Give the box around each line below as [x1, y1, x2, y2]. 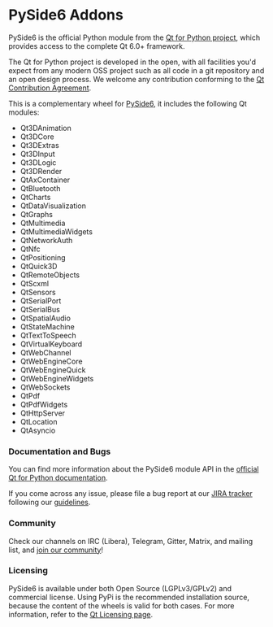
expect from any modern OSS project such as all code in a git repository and [8, 65, 265, 75]
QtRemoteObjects [19, 270, 80, 280]
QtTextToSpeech [19, 330, 76, 340]
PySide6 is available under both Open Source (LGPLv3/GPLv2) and [8, 583, 232, 593]
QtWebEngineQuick [19, 364, 86, 375]
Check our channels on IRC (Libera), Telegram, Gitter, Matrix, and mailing [8, 536, 253, 546]
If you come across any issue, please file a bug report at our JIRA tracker [8, 489, 253, 499]
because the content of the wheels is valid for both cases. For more [8, 600, 235, 611]
